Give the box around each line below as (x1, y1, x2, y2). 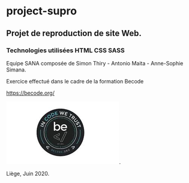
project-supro (6, 4, 77, 18)
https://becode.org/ (6, 89, 55, 97)
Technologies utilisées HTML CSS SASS (6, 46, 125, 55)
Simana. (6, 66, 26, 73)
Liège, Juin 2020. (6, 170, 50, 177)
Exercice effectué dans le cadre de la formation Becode (6, 77, 144, 85)
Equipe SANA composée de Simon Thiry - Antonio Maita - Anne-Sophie (6, 59, 184, 67)
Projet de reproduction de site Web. (6, 28, 142, 38)
